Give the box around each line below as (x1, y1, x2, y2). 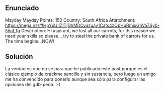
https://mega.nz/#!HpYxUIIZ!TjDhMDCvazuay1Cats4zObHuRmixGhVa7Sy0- (5, 22, 160, 28)
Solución (5, 52, 33, 61)
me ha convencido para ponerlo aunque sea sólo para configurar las (5, 76, 146, 82)
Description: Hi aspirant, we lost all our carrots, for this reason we (21, 27, 156, 34)
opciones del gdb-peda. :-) (5, 81, 61, 87)
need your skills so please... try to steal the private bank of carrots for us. (5, 33, 155, 39)
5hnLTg (5, 27, 20, 34)
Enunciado (5, 4, 39, 12)
